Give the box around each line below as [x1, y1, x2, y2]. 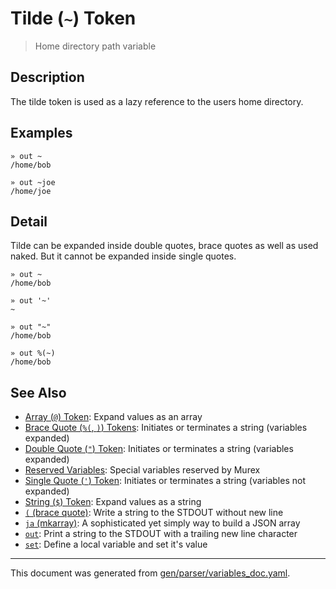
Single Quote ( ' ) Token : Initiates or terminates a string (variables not [24, 475, 306, 487]
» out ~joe [10, 177, 56, 187]
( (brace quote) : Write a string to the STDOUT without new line [24, 507, 284, 519]
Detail [10, 213, 48, 230]
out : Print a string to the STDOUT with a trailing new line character [24, 528, 298, 540]
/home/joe [10, 186, 52, 196]
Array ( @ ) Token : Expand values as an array [24, 411, 203, 423]
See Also [10, 384, 67, 401]
